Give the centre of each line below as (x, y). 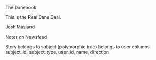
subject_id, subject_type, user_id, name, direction (57, 52)
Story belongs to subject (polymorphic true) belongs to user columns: (78, 47)
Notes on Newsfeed (26, 37)
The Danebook (21, 7)
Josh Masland (20, 27)
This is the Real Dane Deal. (34, 17)
